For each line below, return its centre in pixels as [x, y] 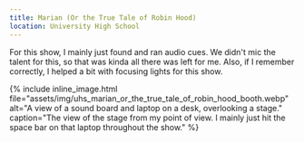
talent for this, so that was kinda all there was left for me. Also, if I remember [152, 62]
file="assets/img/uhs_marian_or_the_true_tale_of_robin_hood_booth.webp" [149, 98]
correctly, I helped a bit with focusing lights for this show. [116, 71]
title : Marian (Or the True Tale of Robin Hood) [103, 18]
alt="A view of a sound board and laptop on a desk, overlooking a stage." [146, 108]
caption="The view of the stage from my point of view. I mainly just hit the [147, 118]
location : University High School [75, 26]
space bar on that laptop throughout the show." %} [104, 127]
